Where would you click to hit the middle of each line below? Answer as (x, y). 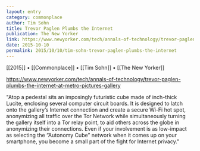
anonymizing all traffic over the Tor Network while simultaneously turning (96, 116)
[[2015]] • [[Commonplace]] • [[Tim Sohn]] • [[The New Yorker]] (85, 67)
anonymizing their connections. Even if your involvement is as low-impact (97, 128)
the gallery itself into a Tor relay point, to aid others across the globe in (93, 122)
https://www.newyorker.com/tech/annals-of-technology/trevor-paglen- (93, 79)
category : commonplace (34, 17)
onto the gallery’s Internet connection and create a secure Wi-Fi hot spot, (96, 110)
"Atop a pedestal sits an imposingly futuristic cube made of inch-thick (92, 97)
